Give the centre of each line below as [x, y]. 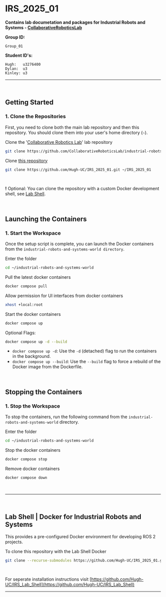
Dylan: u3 [16, 69]
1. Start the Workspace [33, 233]
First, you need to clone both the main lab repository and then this [72, 127]
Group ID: [15, 37]
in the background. [31, 356]
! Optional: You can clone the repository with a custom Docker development [82, 189]
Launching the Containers [46, 219]
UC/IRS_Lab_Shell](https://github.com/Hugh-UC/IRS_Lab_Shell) [70, 585]
